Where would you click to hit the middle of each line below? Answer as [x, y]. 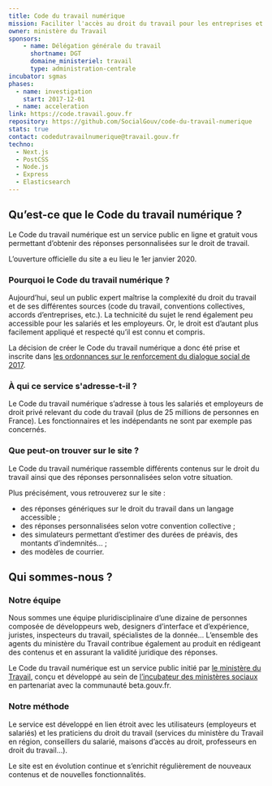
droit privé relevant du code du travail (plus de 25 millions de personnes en [134, 412]
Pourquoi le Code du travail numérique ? [89, 279]
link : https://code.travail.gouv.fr [70, 114]
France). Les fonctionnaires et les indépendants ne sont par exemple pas [130, 421]
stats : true [28, 129]
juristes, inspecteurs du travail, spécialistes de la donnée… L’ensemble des [133, 635]
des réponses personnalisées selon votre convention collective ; [127, 525]
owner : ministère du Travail [58, 31]
